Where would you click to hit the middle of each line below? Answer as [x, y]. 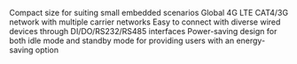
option [47, 50]
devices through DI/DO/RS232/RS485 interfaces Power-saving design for [143, 31]
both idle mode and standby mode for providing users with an [122, 40]
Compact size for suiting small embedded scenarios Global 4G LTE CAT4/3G [149, 13]
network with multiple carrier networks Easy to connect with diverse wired [145, 22]
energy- [251, 40]
